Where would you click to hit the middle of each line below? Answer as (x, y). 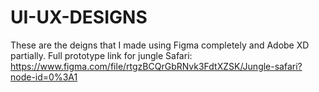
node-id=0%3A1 (44, 77)
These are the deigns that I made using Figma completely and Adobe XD (160, 45)
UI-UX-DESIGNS (79, 17)
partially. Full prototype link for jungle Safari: (101, 55)
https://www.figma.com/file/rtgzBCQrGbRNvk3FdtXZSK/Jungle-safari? (156, 66)
